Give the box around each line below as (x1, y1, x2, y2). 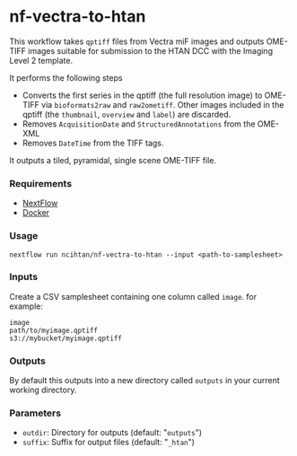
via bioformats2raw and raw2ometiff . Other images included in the (41, 99, 284, 110)
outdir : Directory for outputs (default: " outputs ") (22, 427, 203, 438)
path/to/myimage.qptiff (9, 326, 99, 335)
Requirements (9, 177, 73, 189)
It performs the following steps (9, 72, 123, 83)
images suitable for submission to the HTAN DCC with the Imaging (28, 45, 274, 56)
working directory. (9, 384, 77, 396)
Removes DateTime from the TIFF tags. (22, 137, 164, 148)
